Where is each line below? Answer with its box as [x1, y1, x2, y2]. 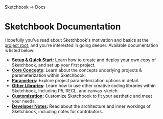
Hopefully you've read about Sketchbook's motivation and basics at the [4, 37, 149, 43]
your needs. [11, 98, 36, 104]
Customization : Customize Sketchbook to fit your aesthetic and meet [11, 93, 152, 99]
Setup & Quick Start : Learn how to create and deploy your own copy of [11, 57, 156, 63]
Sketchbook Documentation [4, 21, 121, 32]
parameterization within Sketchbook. [11, 72, 86, 78]
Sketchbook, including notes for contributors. [11, 108, 103, 114]
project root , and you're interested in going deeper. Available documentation [4, 42, 159, 48]
